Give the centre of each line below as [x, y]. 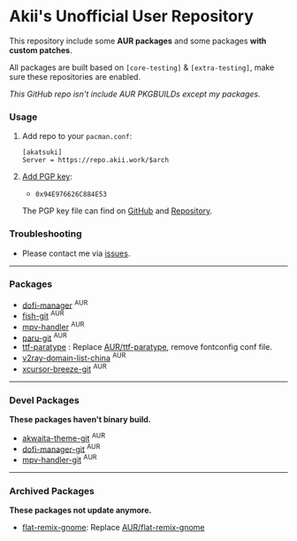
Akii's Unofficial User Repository [132, 16]
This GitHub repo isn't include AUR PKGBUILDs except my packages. [135, 94]
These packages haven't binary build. [80, 420]
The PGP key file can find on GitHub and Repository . [117, 211]
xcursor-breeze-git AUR [64, 368]
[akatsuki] [42, 152]
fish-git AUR [43, 315]
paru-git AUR [45, 336]
